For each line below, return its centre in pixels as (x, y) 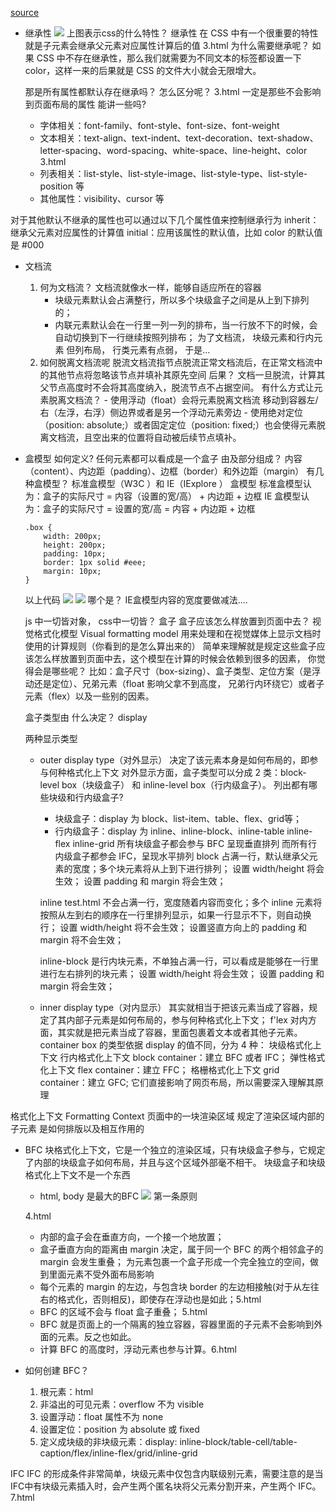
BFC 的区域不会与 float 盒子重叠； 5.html (123, 1311)
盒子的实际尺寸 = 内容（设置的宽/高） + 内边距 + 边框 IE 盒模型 (172, 496)
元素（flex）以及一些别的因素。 (89, 696)
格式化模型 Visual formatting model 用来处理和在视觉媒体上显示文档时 (177, 633)
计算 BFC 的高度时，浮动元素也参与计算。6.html (138, 1349)
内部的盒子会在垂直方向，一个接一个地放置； (132, 1236)
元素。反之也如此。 (97, 1336)
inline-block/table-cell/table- (238, 1441)
